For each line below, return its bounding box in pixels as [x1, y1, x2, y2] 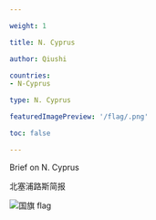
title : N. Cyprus [9, 37, 76, 47]
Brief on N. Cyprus [9, 162, 79, 173]
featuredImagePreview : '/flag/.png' [9, 112, 149, 121]
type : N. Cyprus [9, 96, 71, 105]
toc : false [9, 129, 51, 138]
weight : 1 [9, 21, 47, 30]
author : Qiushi [9, 54, 68, 64]
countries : [9, 70, 51, 80]
